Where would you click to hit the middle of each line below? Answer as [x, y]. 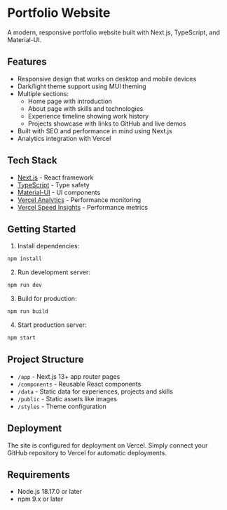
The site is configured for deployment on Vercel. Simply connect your [108, 445]
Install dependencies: [48, 246]
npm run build [28, 311]
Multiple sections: [43, 93]
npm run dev [25, 286]
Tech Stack [32, 160]
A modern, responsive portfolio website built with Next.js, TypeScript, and [114, 32]
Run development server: [54, 272]
